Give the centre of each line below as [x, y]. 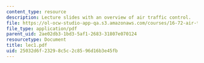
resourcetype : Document [36, 40]
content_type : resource [36, 12]
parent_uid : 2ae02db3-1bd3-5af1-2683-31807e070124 [72, 34]
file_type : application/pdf [42, 28]
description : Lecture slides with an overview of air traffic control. [99, 17]
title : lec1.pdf [27, 46]
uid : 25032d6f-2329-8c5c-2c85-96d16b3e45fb [62, 51]
